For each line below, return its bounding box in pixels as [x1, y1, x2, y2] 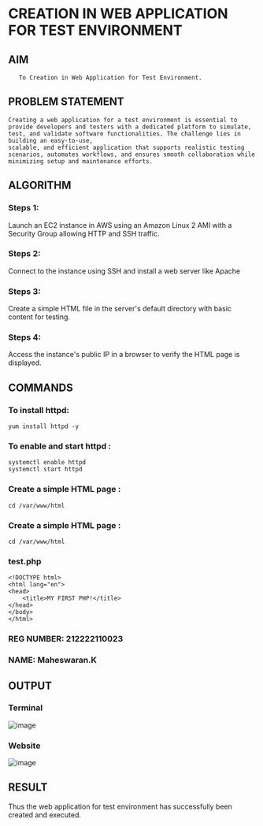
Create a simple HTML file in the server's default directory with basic [8, 304, 232, 314]
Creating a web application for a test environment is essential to [8, 116, 238, 124]
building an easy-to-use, [8, 136, 93, 144]
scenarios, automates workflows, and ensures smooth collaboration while [8, 151, 256, 158]
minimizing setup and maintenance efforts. [8, 157, 154, 166]
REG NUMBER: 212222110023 [8, 634, 124, 645]
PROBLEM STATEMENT [8, 95, 124, 109]
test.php [8, 556, 42, 567]
